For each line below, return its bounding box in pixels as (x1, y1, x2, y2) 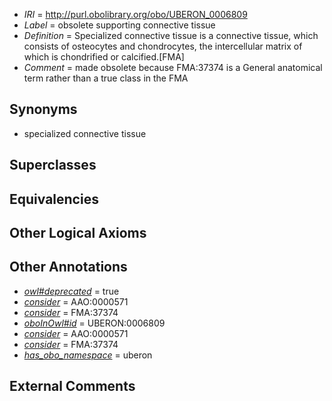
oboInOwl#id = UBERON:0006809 (23, 317, 166, 329)
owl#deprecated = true (23, 285, 120, 297)
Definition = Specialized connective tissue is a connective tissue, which (23, 30, 319, 41)
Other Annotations (9, 259, 128, 276)
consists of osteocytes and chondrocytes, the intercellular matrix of (23, 40, 303, 52)
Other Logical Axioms (9, 224, 147, 241)
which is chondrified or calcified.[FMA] (23, 51, 185, 63)
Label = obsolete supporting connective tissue (23, 19, 216, 31)
